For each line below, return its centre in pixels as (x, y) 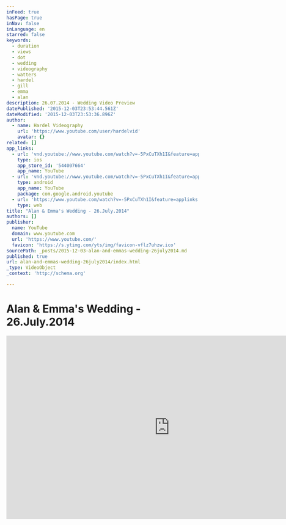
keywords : (19, 40)
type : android (35, 183)
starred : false (26, 35)
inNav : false (23, 23)
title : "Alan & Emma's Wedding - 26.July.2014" (68, 211)
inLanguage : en (26, 29)
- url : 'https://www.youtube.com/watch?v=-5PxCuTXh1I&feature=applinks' (106, 199)
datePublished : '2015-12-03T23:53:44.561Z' (63, 108)
